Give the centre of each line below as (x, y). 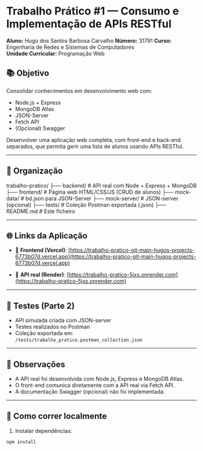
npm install (21, 442)
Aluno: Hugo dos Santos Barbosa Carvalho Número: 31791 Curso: (89, 40)
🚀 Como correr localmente (56, 416)
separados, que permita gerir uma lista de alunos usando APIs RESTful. (95, 146)
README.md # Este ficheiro (41, 211)
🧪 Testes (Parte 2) (40, 306)
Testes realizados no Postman (53, 327)
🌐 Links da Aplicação (47, 236)
